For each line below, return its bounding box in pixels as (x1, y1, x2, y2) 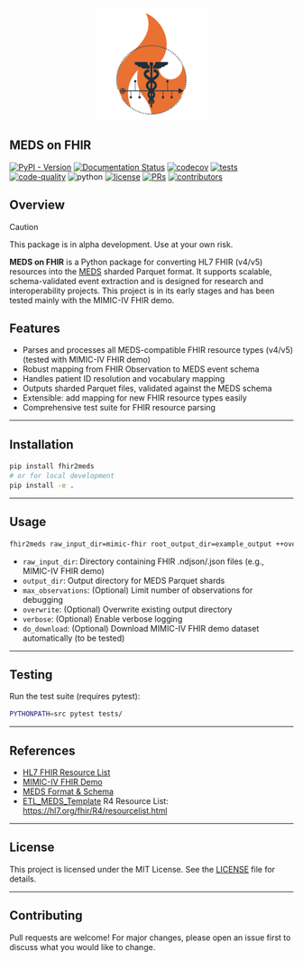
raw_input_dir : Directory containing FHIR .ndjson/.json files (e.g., (22, 556, 264, 567)
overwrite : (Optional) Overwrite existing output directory (22, 604, 233, 614)
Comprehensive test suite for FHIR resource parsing (22, 402, 216, 413)
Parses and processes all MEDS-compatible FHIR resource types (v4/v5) (22, 345, 294, 356)
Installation (9, 437, 74, 452)
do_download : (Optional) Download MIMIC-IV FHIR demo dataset (22, 623, 260, 633)
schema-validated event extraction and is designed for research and (9, 275, 264, 286)
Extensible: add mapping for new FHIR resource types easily (22, 393, 248, 403)
